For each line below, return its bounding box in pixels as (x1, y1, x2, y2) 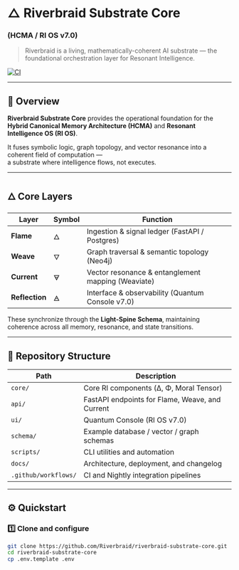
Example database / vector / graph (83, 426, 199, 436)
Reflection (11, 292, 47, 302)
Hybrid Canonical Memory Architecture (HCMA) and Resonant (7, 122, 196, 130)
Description (135, 371, 176, 381)
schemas (83, 436, 115, 445)
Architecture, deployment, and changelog (83, 458, 223, 468)
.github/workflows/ (11, 471, 77, 479)
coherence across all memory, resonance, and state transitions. (7, 322, 194, 332)
